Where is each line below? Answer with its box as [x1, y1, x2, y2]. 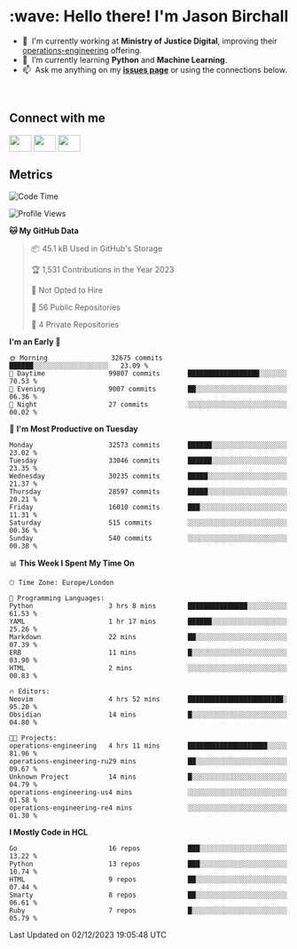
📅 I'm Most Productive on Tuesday [9, 423, 139, 434]
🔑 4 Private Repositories [30, 319, 120, 329]
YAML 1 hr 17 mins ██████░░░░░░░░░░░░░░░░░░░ [9, 617, 288, 626]
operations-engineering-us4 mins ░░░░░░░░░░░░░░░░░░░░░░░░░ [9, 787, 288, 796]
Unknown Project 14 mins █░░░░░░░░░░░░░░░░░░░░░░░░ [9, 772, 288, 781]
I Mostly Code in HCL [9, 826, 89, 837]
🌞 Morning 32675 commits [9, 353, 163, 362]
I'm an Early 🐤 [9, 336, 61, 347]
